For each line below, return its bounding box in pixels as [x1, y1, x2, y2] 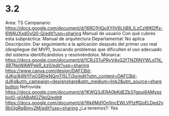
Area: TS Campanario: [5, 20, 51, 26]
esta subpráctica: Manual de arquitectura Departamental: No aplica [5, 36, 145, 42]
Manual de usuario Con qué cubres [82, 30, 155, 36]
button [5, 83, 19, 89]
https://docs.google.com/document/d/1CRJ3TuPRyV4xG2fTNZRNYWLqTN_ [5, 57, 163, 63]
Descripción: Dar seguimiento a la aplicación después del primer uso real [5, 41, 157, 47]
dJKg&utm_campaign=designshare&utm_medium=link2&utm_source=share [5, 78, 162, 84]
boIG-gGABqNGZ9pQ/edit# [5, 94, 62, 100]
